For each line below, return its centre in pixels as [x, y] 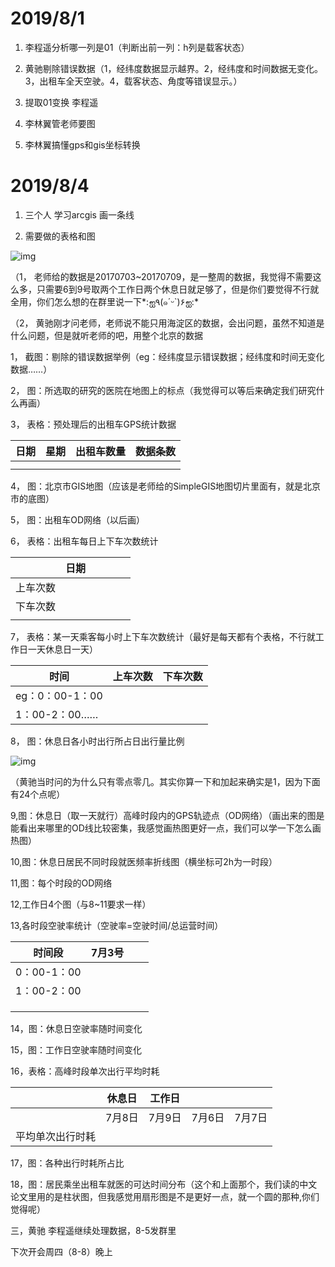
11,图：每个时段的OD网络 [61, 883]
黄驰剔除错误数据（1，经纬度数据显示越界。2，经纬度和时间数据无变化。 [174, 68]
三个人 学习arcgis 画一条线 [79, 214]
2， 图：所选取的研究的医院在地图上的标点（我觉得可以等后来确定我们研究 [163, 390]
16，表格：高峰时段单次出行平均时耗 [85, 1071]
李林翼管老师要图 [60, 123]
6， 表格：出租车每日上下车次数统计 [84, 541]
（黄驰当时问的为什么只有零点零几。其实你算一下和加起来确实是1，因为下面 [165, 781]
